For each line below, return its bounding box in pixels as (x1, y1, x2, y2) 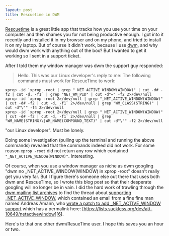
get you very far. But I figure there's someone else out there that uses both (5, 173, 160, 180)
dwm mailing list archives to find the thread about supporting (5, 190, 132, 196)
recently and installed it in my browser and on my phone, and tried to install (5, 36, 161, 43)
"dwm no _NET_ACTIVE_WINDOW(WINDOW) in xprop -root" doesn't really (5, 168, 160, 174)
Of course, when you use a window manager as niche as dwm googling (5, 162, 153, 169)
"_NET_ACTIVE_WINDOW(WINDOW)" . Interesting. (5, 153, 95, 159)
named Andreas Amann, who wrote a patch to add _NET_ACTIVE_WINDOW (5, 200, 161, 206)
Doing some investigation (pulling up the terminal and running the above (5, 137, 155, 143)
